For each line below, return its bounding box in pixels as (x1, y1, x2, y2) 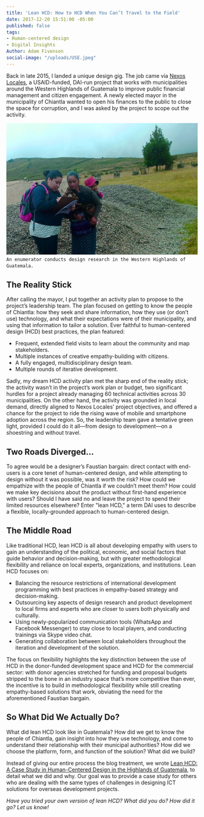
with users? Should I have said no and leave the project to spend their (6, 495, 181, 503)
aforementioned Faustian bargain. (6, 694, 91, 702)
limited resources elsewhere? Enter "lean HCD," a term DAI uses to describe (6, 502, 196, 509)
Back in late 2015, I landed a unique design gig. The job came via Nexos (6, 72, 186, 79)
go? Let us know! (6, 803, 49, 811)
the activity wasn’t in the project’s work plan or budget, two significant (6, 384, 182, 391)
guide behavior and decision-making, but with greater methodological (6, 554, 181, 562)
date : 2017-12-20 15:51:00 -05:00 (6, 16, 94, 22)
